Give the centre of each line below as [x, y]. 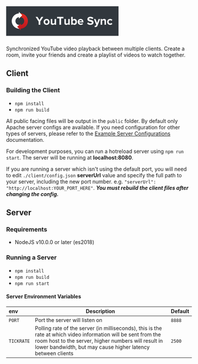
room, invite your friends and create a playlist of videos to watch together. [96, 55]
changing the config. [32, 194]
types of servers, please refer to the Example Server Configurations [88, 134]
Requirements [27, 229]
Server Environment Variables [44, 297]
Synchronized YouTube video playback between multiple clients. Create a [95, 48]
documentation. [25, 139]
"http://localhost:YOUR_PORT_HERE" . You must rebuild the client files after [97, 188]
